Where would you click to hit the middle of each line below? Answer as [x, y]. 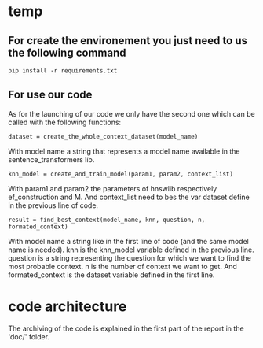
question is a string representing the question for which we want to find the [130, 257]
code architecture [68, 306]
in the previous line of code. [53, 205]
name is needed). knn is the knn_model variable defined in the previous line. [131, 250]
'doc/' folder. [29, 336]
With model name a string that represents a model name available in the [124, 151]
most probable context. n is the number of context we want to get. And [123, 266]
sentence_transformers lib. [51, 159]
